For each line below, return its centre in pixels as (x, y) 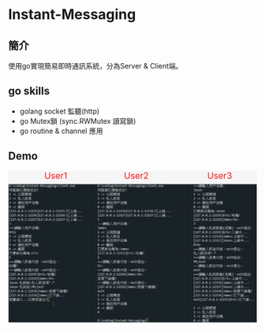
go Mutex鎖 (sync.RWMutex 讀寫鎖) (78, 121)
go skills (29, 91)
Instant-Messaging (72, 15)
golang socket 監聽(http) (60, 111)
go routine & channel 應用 (61, 131)
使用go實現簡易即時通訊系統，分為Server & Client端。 (95, 66)
